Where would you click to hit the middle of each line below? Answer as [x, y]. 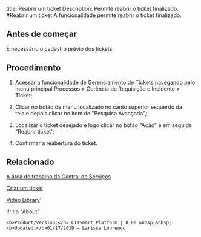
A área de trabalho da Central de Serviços [58, 177]
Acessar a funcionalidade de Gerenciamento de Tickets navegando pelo [105, 82]
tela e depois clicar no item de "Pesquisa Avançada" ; [81, 113]
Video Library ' [24, 200]
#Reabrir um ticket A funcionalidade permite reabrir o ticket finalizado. [94, 15]
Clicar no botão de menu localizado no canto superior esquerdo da [99, 107]
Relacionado [30, 162]
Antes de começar [42, 34]
